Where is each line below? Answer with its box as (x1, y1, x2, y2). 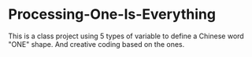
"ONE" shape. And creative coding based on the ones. (8, 39, 185, 48)
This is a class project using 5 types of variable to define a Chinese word (8, 31, 244, 41)
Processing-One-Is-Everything (8, 5, 217, 23)
